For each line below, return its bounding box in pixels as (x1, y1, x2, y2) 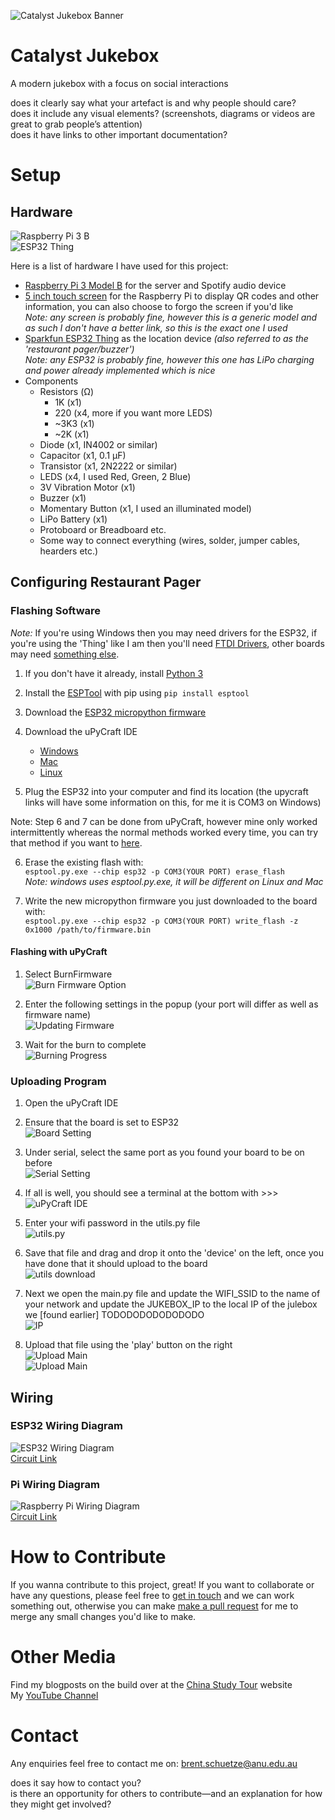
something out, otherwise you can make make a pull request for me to (10, 1600, 299, 1612)
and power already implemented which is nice (24, 364, 216, 376)
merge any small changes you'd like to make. (10, 1611, 197, 1623)
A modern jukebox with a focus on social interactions (10, 77, 229, 89)
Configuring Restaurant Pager (10, 574, 202, 591)
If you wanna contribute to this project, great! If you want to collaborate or (10, 1579, 315, 1591)
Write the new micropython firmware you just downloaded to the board (24, 895, 318, 907)
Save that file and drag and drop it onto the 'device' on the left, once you (24, 1247, 324, 1259)
